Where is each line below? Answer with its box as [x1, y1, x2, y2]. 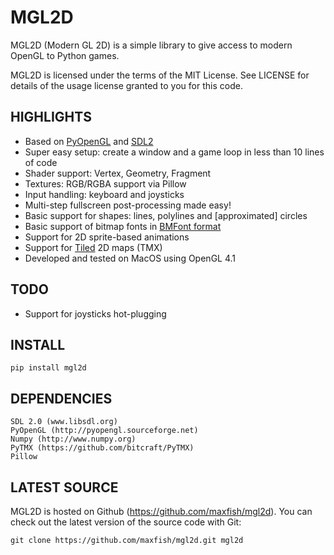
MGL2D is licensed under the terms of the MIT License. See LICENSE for [10, 69, 310, 81]
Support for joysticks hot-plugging [24, 307, 167, 320]
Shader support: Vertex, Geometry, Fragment [24, 167, 212, 179]
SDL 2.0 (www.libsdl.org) [10, 417, 118, 427]
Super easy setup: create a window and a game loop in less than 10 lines [24, 146, 325, 158]
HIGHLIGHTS [10, 109, 92, 126]
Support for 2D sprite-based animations [24, 231, 190, 243]
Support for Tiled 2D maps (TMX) [24, 241, 163, 253]
